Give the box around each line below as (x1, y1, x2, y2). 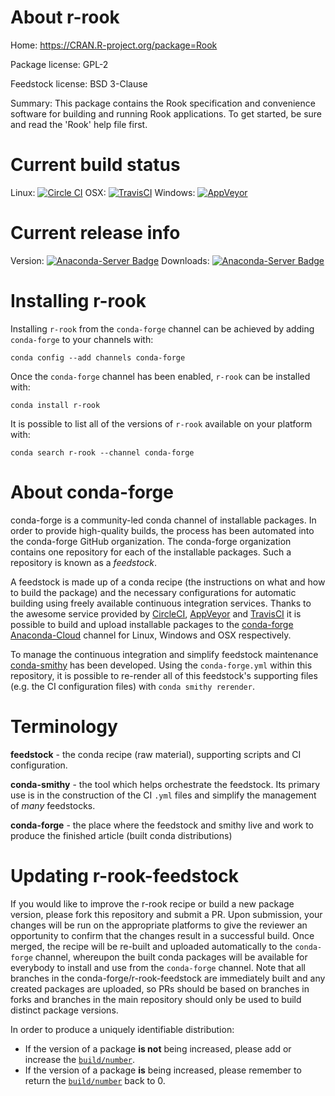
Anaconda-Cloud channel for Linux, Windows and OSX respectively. (10, 629, 292, 641)
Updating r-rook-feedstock (10, 864, 240, 887)
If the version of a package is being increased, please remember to (24, 1064, 302, 1076)
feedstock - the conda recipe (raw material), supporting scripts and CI (10, 748, 302, 760)
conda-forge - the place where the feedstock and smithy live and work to (10, 819, 314, 831)
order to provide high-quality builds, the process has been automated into (10, 524, 315, 536)
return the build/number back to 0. (24, 1074, 166, 1086)
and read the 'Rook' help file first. (10, 118, 148, 130)
